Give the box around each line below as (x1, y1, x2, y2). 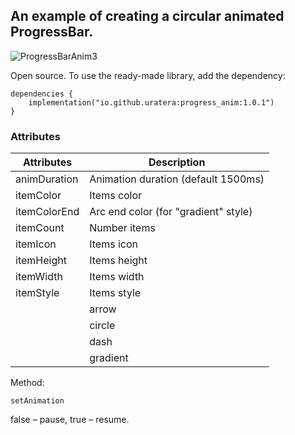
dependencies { (10, 89, 74, 99)
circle (89, 319, 116, 333)
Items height (89, 254, 148, 268)
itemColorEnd (15, 205, 80, 219)
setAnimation (10, 396, 65, 406)
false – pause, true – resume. (10, 414, 130, 426)
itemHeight (15, 254, 67, 268)
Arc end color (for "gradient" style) (89, 205, 253, 219)
